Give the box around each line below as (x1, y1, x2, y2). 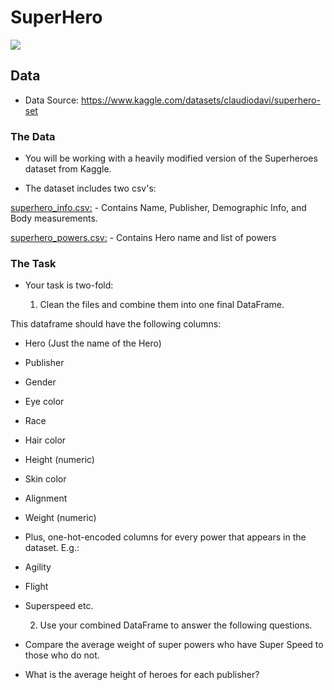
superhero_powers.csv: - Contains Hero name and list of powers (10, 232, 277, 244)
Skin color (24, 473, 67, 485)
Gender (24, 376, 57, 388)
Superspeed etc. (24, 600, 94, 612)
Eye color (24, 396, 65, 408)
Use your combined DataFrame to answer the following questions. (39, 619, 313, 631)
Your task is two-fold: (24, 279, 114, 291)
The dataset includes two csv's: (24, 182, 157, 195)
